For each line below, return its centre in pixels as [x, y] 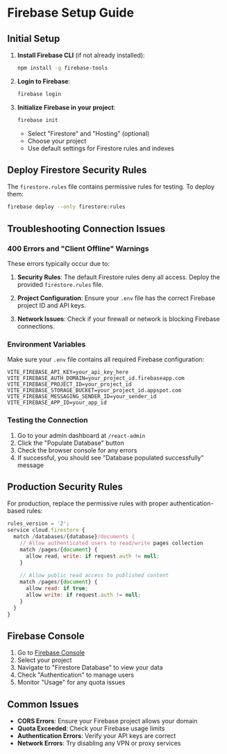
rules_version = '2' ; [39, 524]
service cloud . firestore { [46, 531]
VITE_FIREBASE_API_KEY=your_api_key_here [68, 372]
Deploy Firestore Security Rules [77, 170]
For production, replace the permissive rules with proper [88, 503]
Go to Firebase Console [51, 653]
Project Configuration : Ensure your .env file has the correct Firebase [116, 298]
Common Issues [43, 704]
